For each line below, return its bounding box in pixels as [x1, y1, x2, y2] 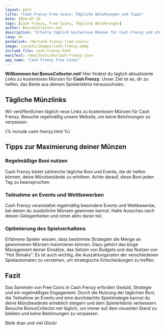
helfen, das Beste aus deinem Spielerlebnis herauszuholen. [5, 82, 125, 87]
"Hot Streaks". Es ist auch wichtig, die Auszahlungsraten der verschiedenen [5, 252, 159, 258]
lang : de [5, 35, 23, 40]
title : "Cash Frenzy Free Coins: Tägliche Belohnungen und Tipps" [5, 12, 144, 17]
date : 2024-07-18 [5, 16, 41, 21]
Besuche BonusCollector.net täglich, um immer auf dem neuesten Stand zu [5, 305, 157, 311]
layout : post [5, 7, 32, 12]
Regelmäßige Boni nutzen [5, 158, 68, 165]
